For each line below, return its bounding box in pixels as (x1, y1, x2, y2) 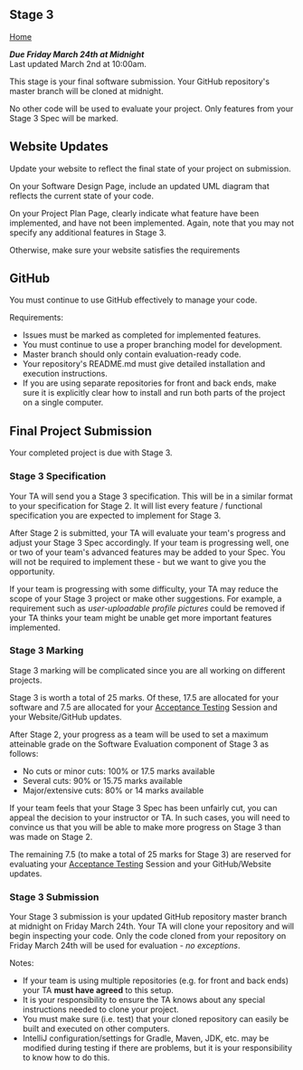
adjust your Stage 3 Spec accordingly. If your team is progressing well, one (9, 537, 289, 548)
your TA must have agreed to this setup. (22, 985, 175, 996)
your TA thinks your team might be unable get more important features (9, 612, 272, 623)
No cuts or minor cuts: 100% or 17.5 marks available (22, 765, 215, 777)
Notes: (9, 958, 34, 969)
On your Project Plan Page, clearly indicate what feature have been (9, 207, 260, 218)
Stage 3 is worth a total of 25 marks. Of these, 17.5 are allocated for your (9, 692, 279, 702)
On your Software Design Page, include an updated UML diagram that (9, 180, 270, 191)
